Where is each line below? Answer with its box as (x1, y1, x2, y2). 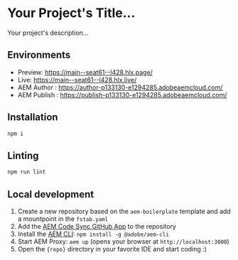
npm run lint (7, 168, 46, 175)
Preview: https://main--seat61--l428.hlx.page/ (17, 67, 153, 76)
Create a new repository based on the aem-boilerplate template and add (17, 207, 231, 215)
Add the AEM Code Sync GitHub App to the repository (17, 222, 176, 230)
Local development (7, 188, 94, 200)
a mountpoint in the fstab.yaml (17, 215, 109, 223)
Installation (7, 112, 58, 124)
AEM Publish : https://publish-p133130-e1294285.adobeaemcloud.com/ (17, 90, 227, 99)
